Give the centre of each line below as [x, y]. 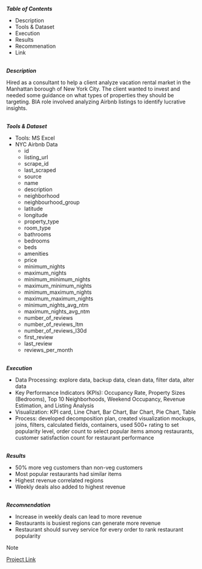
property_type [41, 221]
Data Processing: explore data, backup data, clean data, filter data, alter [105, 380]
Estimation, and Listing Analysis [54, 405]
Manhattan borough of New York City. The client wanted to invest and [93, 89]
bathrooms [37, 234]
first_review [38, 337]
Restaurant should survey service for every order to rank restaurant [99, 529]
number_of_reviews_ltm [54, 324]
